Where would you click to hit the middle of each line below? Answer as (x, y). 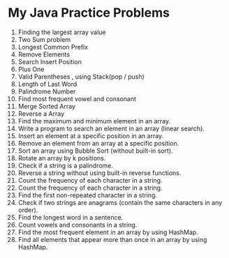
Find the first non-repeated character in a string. (88, 195)
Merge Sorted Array (47, 106)
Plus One (31, 69)
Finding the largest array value (62, 32)
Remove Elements (44, 54)
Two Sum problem (44, 39)
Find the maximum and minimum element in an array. (94, 121)
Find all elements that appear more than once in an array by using (112, 239)
